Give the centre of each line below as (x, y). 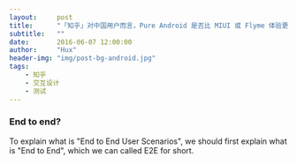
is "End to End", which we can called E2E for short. (102, 150)
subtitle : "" (37, 34)
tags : (19, 67)
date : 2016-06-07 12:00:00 (71, 42)
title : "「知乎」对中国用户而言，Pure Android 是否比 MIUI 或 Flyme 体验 (146, 26)
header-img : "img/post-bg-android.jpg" (83, 58)
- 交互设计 (42, 83)
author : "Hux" (43, 50)
